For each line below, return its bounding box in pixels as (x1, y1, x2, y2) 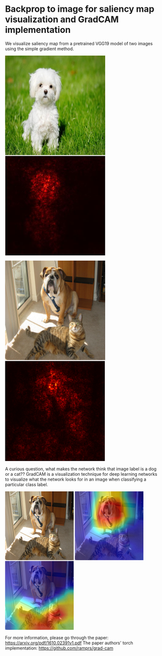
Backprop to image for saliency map (5, 3, 155, 15)
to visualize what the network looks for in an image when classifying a (5, 476, 147, 482)
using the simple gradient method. (5, 46, 74, 52)
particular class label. (5, 481, 48, 487)
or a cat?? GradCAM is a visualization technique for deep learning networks (5, 471, 158, 477)
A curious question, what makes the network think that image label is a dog (5, 465, 157, 472)
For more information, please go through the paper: (5, 634, 109, 640)
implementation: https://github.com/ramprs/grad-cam (5, 645, 114, 651)
